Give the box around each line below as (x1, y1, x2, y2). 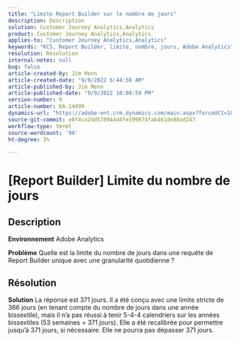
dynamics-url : (8, 109, 50, 117)
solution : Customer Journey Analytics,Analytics (8, 23, 155, 31)
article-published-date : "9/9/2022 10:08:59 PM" (8, 90, 155, 97)
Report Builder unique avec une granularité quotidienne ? (8, 256, 174, 265)
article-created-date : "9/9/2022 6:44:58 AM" (8, 76, 145, 84)
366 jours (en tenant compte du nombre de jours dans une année (8, 303, 199, 312)
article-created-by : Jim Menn (8, 70, 98, 77)
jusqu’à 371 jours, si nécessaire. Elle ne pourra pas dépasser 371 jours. (8, 326, 214, 335)
